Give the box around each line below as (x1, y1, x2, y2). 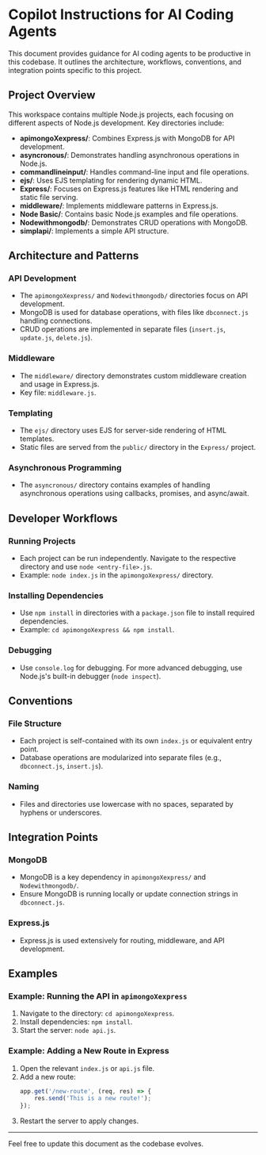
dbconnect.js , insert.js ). (19, 762, 104, 771)
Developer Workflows (8, 512, 118, 525)
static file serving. (19, 192, 78, 201)
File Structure (8, 718, 62, 729)
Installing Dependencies (8, 589, 104, 601)
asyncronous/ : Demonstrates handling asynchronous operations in (19, 150, 240, 159)
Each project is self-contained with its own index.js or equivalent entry (19, 736, 253, 746)
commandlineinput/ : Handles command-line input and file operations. (19, 167, 249, 176)
